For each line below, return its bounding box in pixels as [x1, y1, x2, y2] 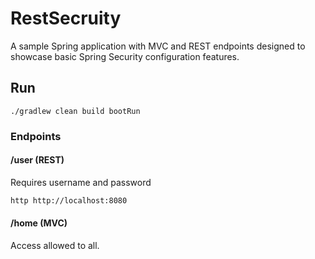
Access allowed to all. [10, 239, 100, 251]
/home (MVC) [10, 217, 68, 229]
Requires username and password [10, 176, 152, 188]
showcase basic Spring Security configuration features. [10, 50, 240, 62]
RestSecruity [10, 7, 122, 30]
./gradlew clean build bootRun [10, 106, 141, 116]
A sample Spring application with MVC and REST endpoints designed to [10, 40, 306, 52]
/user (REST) [10, 154, 65, 166]
